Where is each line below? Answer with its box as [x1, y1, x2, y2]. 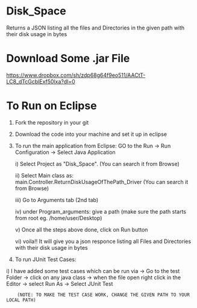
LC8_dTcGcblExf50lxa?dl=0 [6, 78, 75, 85]
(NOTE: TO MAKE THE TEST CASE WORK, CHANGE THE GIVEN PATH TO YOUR [17, 292, 190, 298]
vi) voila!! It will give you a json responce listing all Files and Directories [14, 238, 192, 245]
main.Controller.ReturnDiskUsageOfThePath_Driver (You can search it [14, 178, 189, 185]
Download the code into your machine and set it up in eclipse [14, 131, 167, 138]
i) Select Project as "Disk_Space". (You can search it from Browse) [14, 160, 180, 167]
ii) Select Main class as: [14, 171, 74, 179]
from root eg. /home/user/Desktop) [14, 214, 102, 221]
